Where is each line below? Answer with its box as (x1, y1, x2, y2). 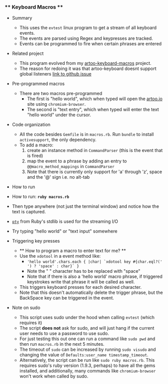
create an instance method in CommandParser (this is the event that (27, 147, 163, 153)
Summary (12, 15, 32, 21)
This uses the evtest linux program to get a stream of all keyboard (19, 25, 157, 31)
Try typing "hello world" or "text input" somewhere (12, 228, 118, 235)
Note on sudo (12, 304, 41, 311)
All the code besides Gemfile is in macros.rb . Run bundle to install (19, 131, 154, 137)
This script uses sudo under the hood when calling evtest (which (19, 315, 155, 321)
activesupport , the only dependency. (19, 137, 97, 143)
